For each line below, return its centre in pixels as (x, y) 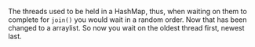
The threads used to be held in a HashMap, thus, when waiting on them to (127, 11)
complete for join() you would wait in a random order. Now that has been (127, 20)
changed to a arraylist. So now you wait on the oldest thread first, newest (126, 28)
